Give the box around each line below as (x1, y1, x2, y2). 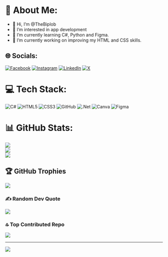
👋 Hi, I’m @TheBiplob (12, 21, 56, 27)
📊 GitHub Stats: (5, 122, 73, 134)
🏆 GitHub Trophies (5, 167, 66, 176)
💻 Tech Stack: (5, 83, 67, 95)
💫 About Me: (5, 5, 58, 16)
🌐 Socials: (5, 52, 38, 60)
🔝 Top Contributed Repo (5, 221, 65, 228)
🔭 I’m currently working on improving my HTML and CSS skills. (12, 37, 141, 43)
